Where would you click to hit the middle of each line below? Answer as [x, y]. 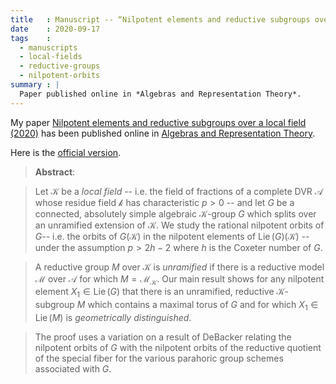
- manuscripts [48, 47]
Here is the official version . [66, 152]
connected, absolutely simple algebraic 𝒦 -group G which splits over [175, 213]
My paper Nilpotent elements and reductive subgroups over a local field [158, 122]
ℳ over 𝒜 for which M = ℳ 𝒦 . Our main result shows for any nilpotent [179, 279]
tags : [31, 38]
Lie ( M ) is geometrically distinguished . [113, 318]
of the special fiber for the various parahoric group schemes [159, 358]
